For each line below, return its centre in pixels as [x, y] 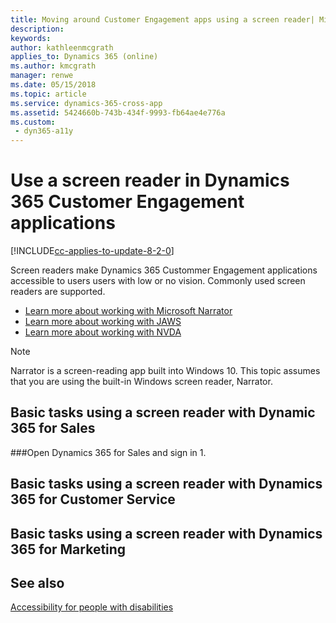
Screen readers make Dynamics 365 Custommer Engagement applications [164, 270]
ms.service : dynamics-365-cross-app [86, 103]
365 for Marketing [68, 549]
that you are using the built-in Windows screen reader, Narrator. [141, 382]
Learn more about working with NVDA [103, 332]
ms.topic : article [48, 94]
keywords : [31, 38]
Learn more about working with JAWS [103, 322]
